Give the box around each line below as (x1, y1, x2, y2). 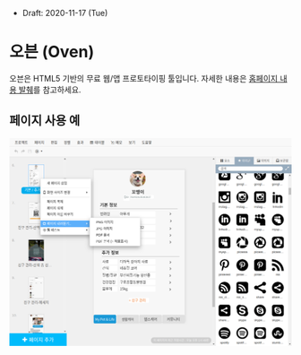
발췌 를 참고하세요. (18, 84, 82, 95)
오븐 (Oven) (9, 42, 95, 62)
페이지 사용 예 (9, 113, 81, 128)
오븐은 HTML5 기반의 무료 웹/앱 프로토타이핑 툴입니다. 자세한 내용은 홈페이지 (9, 73, 279, 83)
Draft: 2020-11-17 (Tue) (21, 8, 108, 18)
